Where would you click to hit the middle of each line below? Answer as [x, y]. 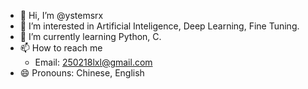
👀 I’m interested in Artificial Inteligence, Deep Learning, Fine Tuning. [159, 26]
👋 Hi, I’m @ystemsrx [61, 15]
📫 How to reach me [61, 48]
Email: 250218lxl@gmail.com [93, 62]
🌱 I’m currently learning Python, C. [90, 36]
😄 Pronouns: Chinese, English [82, 73]
